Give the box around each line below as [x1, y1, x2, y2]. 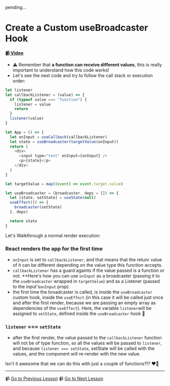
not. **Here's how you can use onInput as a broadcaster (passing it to [12, 272, 160, 278]
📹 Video [5, 50, 24, 56]
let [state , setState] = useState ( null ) [10, 195, 96, 200]
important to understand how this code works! [12, 67, 109, 73]
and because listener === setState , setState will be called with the [12, 345, 155, 352]
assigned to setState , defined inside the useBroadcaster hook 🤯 [12, 310, 145, 317]
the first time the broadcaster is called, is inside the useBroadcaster [12, 289, 153, 295]
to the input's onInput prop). [12, 284, 70, 290]
